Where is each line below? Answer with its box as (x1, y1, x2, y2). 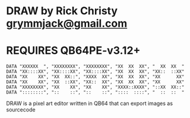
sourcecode (6, 106, 36, 113)
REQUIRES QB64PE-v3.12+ (6, 44, 141, 58)
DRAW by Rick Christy (6, 4, 118, 18)
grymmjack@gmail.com (6, 17, 128, 30)
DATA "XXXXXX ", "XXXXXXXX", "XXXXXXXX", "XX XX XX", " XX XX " (6, 63, 185, 69)
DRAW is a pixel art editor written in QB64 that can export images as (6, 100, 173, 107)
